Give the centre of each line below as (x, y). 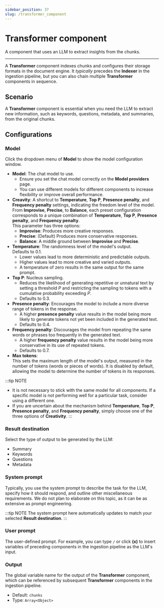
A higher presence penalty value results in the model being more (85, 314)
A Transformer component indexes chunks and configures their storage (78, 66)
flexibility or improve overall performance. (61, 194)
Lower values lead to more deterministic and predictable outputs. (85, 257)
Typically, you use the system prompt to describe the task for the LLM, (76, 488)
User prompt (20, 531)
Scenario (19, 97)
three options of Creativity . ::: (42, 416)
